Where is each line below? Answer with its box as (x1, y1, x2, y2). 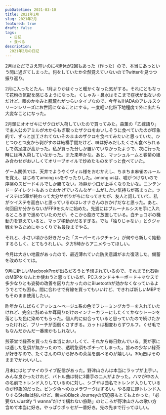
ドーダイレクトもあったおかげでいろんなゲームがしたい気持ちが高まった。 (5, 187, 157, 193)
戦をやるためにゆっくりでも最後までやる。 (5, 224, 92, 230)
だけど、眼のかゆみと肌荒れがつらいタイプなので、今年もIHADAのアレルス (5, 98, 157, 104)
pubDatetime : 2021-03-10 (5, 7, 56, 12)
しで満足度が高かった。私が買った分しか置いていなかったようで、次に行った (5, 145, 161, 151)
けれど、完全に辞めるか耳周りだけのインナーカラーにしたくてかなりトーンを (5, 309, 161, 315)
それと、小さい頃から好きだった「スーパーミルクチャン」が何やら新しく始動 (5, 234, 161, 240)
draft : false (5, 26, 32, 31)
